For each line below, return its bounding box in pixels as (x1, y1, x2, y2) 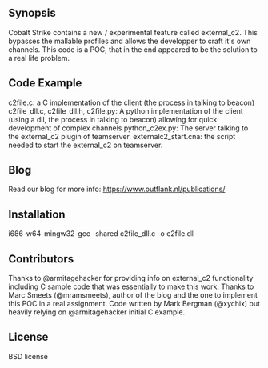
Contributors (8, 252, 74, 266)
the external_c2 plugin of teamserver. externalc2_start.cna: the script (8, 131, 236, 141)
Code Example (8, 76, 82, 90)
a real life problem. (8, 53, 70, 62)
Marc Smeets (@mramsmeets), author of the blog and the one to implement (8, 290, 258, 300)
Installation (8, 207, 66, 221)
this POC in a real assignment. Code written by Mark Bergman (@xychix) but (8, 299, 261, 309)
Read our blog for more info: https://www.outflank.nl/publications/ (8, 184, 226, 194)
